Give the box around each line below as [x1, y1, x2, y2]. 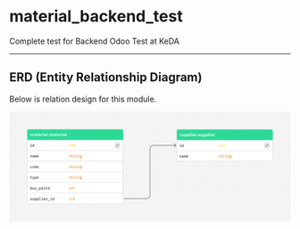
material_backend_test [9, 6, 183, 27]
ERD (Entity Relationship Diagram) [9, 70, 203, 86]
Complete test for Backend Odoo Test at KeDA [9, 36, 180, 46]
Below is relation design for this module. [9, 94, 157, 104]
